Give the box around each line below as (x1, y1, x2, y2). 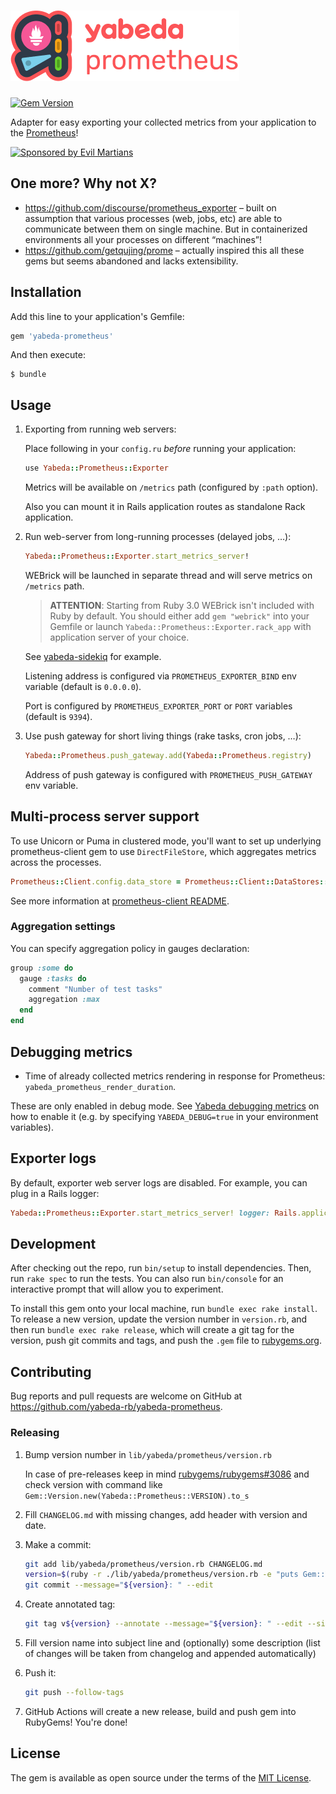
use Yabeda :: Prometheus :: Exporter (24, 463, 169, 474)
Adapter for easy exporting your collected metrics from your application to (10, 116, 317, 128)
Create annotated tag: (24, 1598, 116, 1610)
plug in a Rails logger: (10, 1187, 100, 1199)
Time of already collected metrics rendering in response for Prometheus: (24, 1070, 326, 1082)
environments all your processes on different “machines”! (24, 233, 263, 245)
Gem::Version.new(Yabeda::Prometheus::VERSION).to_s (24, 1491, 250, 1501)
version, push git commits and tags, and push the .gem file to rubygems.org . (10, 1335, 323, 1347)
